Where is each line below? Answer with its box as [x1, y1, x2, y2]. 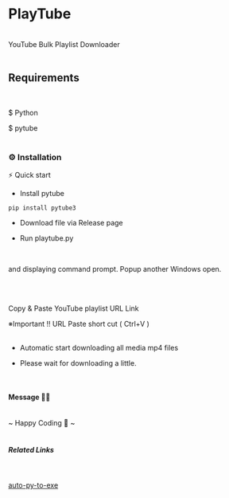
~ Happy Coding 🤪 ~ [8, 418, 76, 428]
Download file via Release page [19, 218, 123, 228]
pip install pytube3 [8, 204, 77, 212]
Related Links [8, 445, 54, 454]
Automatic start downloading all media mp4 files [19, 343, 179, 353]
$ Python [8, 108, 38, 117]
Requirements [8, 71, 80, 84]
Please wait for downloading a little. [19, 359, 137, 368]
